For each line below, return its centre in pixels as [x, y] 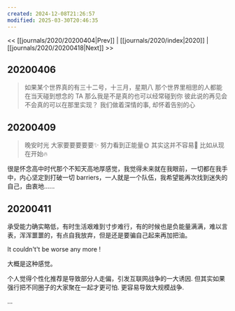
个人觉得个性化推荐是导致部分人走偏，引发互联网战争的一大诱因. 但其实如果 [116, 278]
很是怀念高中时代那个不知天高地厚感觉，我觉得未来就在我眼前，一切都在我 [114, 169]
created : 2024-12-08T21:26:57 [51, 14]
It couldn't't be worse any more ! [54, 249]
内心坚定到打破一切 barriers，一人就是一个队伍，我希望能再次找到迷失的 [123, 178]
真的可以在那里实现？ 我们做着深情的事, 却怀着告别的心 [116, 105]
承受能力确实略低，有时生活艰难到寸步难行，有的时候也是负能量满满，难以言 [117, 226]
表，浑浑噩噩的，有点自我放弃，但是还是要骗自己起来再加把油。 [99, 235]
